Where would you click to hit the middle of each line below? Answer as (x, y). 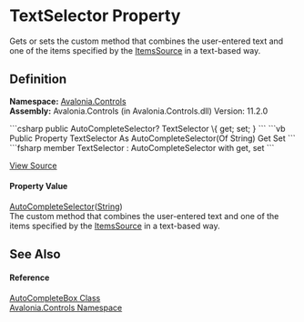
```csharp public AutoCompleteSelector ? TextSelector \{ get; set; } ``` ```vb (147, 128)
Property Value (39, 186)
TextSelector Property (95, 16)
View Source (33, 166)
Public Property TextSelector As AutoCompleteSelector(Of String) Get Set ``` (152, 138)
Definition (38, 80)
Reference (30, 277)
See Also (35, 254)
